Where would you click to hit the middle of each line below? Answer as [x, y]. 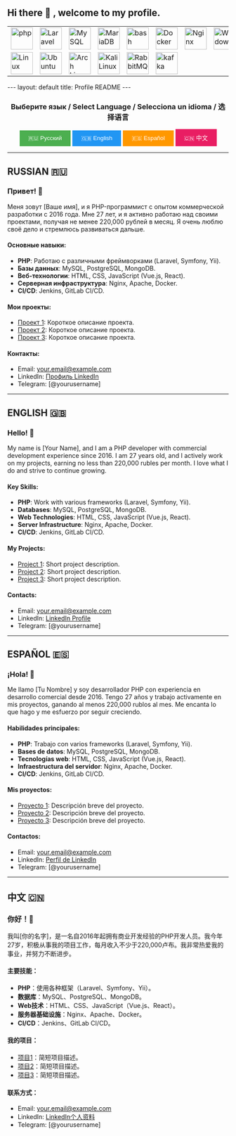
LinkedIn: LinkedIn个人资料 [56, 1117]
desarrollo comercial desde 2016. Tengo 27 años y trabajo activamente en [114, 697]
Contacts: [22, 595]
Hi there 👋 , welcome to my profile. [84, 13]
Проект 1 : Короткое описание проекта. [76, 323]
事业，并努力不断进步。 [41, 953]
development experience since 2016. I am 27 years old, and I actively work [115, 456]
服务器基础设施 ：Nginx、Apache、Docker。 [81, 1014]
